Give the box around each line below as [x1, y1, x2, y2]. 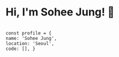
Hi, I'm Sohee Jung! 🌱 [5, 5, 115, 19]
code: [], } [5, 46, 35, 52]
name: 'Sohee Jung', [5, 35, 58, 41]
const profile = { [5, 30, 52, 36]
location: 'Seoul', [5, 40, 55, 46]
